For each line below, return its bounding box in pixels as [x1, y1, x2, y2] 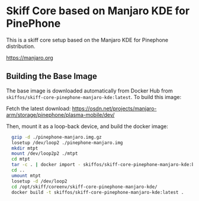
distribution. [6, 43, 36, 50]
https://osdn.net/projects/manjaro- [72, 105, 157, 112]
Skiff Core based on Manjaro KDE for [6, 4, 190, 18]
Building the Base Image [6, 71, 98, 81]
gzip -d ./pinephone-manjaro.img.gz [11, 134, 102, 140]
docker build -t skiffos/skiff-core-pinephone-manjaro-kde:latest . [11, 189, 184, 195]
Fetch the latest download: [6, 105, 71, 112]
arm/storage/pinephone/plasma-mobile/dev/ [6, 111, 115, 118]
